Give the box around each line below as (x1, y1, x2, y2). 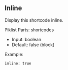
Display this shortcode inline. (4, 17, 64, 23)
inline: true (4, 61, 32, 66)
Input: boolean (11, 36, 41, 42)
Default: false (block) (11, 42, 55, 48)
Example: (4, 51, 24, 57)
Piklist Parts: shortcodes (4, 27, 54, 33)
